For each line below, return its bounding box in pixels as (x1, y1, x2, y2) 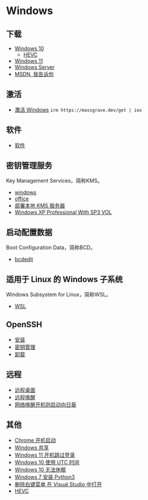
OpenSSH (6, 320, 43, 330)
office (14, 195, 29, 202)
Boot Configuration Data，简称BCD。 (6, 244, 96, 251)
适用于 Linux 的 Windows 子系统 (6, 274, 123, 284)
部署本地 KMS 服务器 (14, 202, 66, 209)
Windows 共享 (14, 444, 49, 451)
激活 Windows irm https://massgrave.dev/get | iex (14, 106, 142, 113)
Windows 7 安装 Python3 (14, 473, 75, 480)
